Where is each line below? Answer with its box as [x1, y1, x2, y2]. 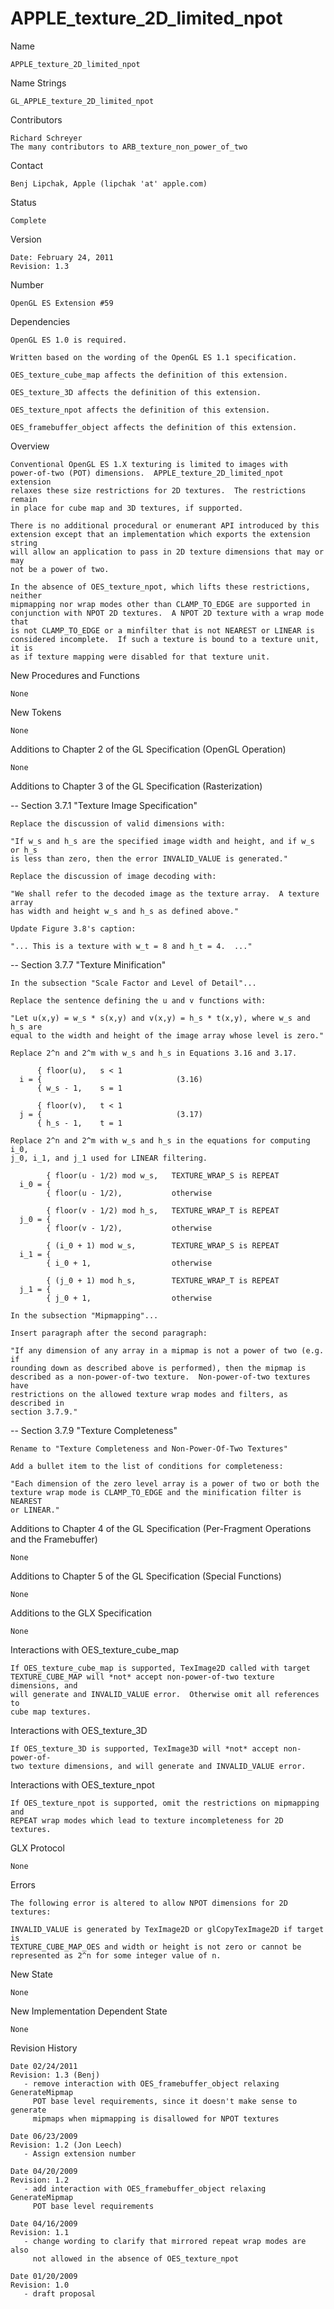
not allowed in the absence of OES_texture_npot [32, 2253, 240, 2264]
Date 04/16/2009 [10, 2218, 78, 2229]
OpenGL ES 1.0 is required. [10, 335, 128, 345]
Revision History [10, 2042, 78, 2054]
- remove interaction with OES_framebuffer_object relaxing [23, 2078, 280, 2089]
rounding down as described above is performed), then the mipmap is [10, 1363, 307, 1373]
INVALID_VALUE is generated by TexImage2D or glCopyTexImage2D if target [10, 1924, 325, 1934]
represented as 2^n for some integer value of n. [10, 1950, 222, 1961]
